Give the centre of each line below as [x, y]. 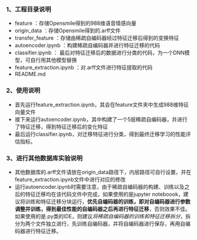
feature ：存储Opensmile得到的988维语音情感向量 [75, 23]
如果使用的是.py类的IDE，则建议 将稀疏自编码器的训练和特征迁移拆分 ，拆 [103, 216]
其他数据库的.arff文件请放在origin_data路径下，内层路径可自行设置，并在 [103, 172]
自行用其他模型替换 [54, 60]
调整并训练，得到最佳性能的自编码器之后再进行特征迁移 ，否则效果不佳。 [102, 209]
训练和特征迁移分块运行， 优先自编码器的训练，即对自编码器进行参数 [108, 201]
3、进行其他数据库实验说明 [44, 158]
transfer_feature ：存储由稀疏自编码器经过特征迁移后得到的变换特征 [97, 38]
